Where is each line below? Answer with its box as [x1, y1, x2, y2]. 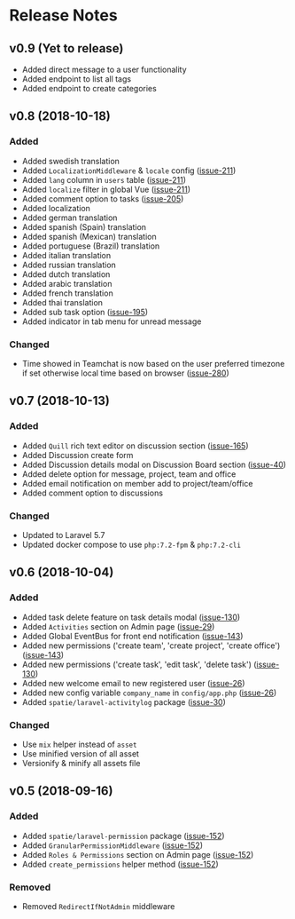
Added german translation [21, 212, 118, 223]
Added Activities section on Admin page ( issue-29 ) [21, 621, 215, 631]
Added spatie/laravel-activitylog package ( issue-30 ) [21, 696, 226, 707]
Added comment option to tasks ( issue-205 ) [21, 193, 184, 204]
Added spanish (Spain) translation [21, 221, 147, 232]
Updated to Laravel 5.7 [21, 529, 105, 540]
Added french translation [21, 288, 113, 298]
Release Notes [9, 5, 118, 26]
